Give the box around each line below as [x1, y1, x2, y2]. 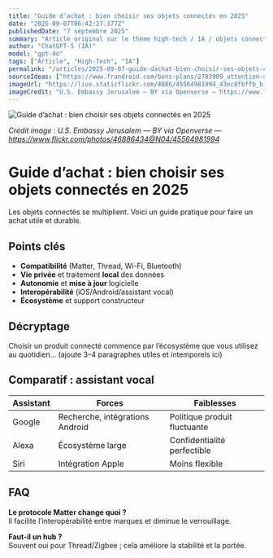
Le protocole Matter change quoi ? [8, 507, 128, 517]
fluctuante [169, 421, 209, 433]
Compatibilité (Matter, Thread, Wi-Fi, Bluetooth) [19, 261, 182, 271]
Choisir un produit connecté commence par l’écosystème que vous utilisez [8, 341, 258, 350]
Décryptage [8, 319, 71, 333]
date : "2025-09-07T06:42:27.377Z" [8, 20, 126, 28]
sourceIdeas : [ [8, 72, 60, 81]
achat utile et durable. [8, 216, 82, 226]
